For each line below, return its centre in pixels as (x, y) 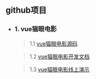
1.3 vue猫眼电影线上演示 (59, 69)
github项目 (26, 10)
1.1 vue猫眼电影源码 (53, 43)
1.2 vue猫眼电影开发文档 (59, 57)
